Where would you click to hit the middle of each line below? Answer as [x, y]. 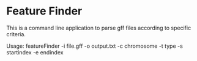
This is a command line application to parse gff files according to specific [99, 28]
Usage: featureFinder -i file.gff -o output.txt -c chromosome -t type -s [95, 46]
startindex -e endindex [35, 52]
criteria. [16, 34]
